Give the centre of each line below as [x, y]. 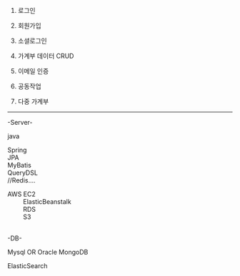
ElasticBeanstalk [47, 201]
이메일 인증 [33, 71]
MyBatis [20, 165]
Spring [17, 150]
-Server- [20, 122]
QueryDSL [22, 173]
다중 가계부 [33, 101]
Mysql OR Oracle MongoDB [48, 252]
